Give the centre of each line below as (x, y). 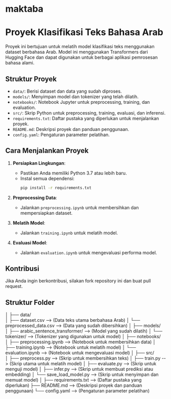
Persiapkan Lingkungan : (39, 163)
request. (14, 286)
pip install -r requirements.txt (56, 188)
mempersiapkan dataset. (46, 213)
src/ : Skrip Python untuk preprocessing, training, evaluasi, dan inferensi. (89, 113)
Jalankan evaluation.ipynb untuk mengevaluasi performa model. (89, 252)
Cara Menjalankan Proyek (47, 151)
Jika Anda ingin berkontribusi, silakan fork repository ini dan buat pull (78, 281)
